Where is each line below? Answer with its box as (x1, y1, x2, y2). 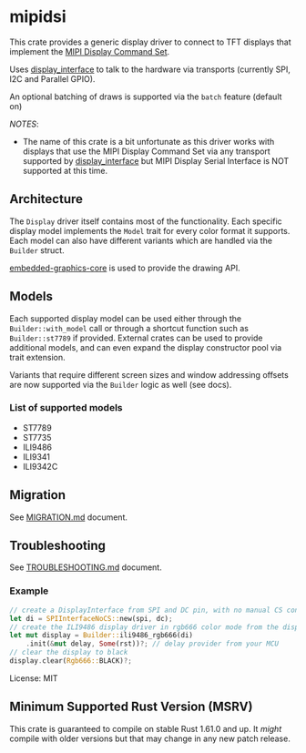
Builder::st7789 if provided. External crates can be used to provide (9, 332, 263, 343)
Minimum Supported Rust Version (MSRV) (9, 699, 253, 715)
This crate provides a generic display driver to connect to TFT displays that (9, 36, 291, 47)
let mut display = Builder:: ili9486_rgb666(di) (9, 631, 194, 640)
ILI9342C (22, 461, 58, 472)
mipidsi (9, 6, 66, 27)
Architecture (9, 191, 84, 207)
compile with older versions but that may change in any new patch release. (9, 733, 291, 744)
